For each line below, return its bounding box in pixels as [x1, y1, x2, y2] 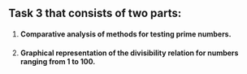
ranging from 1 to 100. [19, 56, 96, 66]
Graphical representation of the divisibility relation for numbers [19, 48, 239, 58]
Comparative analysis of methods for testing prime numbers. [19, 28, 232, 39]
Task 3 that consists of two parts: [8, 7, 182, 20]
